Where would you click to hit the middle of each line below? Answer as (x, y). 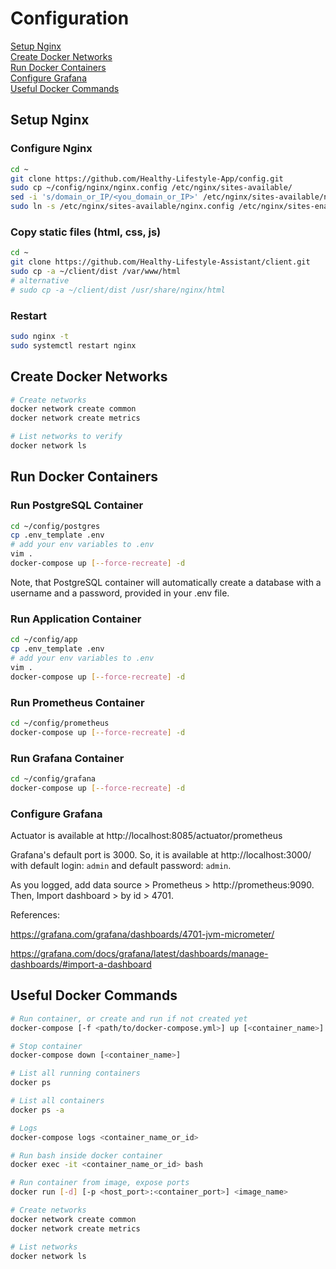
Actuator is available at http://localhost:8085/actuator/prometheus (146, 836)
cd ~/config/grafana (53, 778)
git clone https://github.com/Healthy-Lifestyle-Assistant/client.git (160, 262)
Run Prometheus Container (77, 702)
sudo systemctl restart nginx (73, 345)
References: (35, 915)
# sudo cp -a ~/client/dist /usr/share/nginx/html (118, 290)
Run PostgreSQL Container (77, 505)
